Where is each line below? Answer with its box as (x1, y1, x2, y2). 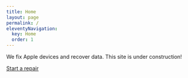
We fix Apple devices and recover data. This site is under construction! (6, 53, 183, 60)
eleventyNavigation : (6, 25, 58, 32)
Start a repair (6, 65, 39, 72)
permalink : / (6, 20, 39, 26)
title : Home (6, 8, 36, 15)
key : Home (11, 31, 36, 37)
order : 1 (11, 37, 34, 43)
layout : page (6, 14, 39, 20)
